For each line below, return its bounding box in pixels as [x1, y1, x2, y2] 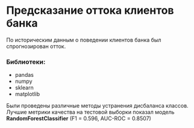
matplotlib [14, 91, 40, 98]
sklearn [14, 84, 34, 91]
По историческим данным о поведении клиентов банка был [6, 36, 161, 43]
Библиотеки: [6, 58, 46, 66]
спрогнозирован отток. [6, 43, 66, 50]
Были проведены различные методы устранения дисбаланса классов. [6, 102, 189, 109]
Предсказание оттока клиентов [6, 4, 174, 17]
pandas [14, 72, 34, 79]
